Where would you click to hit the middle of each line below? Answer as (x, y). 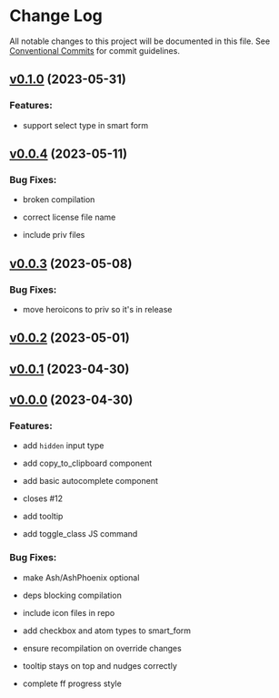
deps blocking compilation (72, 595)
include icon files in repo (69, 612)
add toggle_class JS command (80, 534)
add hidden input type (63, 446)
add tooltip (43, 517)
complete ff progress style (72, 683)
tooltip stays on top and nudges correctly (100, 665)
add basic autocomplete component (90, 481)
